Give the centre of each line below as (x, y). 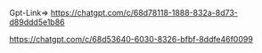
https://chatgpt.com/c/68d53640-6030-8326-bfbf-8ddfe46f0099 (131, 39)
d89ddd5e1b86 (37, 22)
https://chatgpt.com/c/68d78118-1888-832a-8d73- (144, 13)
